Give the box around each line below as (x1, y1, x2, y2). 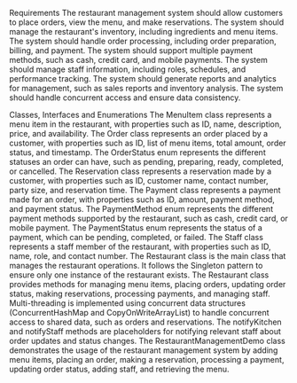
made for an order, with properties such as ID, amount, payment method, (9, 194, 275, 205)
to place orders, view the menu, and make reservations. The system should (9, 17, 285, 27)
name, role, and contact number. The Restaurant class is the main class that (9, 251, 286, 261)
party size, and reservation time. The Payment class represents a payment (9, 185, 281, 195)
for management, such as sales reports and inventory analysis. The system (9, 83, 284, 93)
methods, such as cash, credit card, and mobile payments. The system (9, 55, 268, 65)
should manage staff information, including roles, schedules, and (9, 64, 246, 74)
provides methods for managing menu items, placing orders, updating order (9, 279, 286, 289)
